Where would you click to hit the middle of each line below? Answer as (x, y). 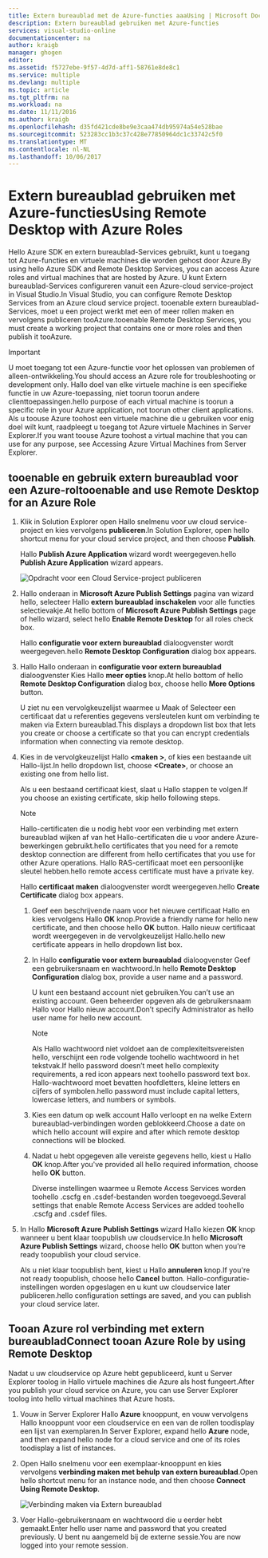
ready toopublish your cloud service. (80, 1254)
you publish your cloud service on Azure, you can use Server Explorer (123, 1390)
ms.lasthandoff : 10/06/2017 (55, 156)
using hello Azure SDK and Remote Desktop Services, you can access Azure (134, 269)
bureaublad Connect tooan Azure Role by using (127, 1341)
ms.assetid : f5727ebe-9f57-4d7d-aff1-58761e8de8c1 (94, 68)
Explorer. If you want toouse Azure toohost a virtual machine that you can (128, 436)
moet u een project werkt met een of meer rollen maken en (138, 311)
